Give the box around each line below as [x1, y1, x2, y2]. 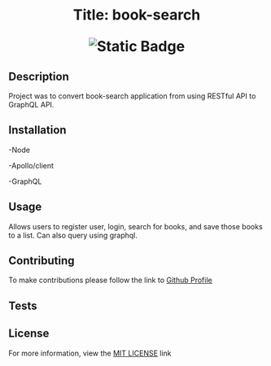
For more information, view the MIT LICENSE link [8, 348, 173, 358]
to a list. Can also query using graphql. [8, 230, 138, 240]
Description [8, 69, 69, 83]
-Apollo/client [8, 160, 55, 170]
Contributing [8, 254, 75, 268]
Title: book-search [72, 6, 201, 24]
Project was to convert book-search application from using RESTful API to [8, 91, 256, 101]
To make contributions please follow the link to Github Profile [8, 275, 213, 285]
